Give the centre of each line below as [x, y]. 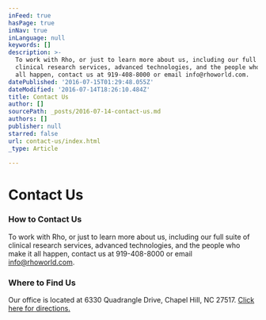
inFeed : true [30, 15]
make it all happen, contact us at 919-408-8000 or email [100, 253]
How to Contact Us [45, 219]
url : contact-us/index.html [55, 141]
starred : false [33, 133]
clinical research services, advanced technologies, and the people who [124, 245]
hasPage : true [32, 23]
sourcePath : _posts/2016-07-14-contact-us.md [84, 112]
